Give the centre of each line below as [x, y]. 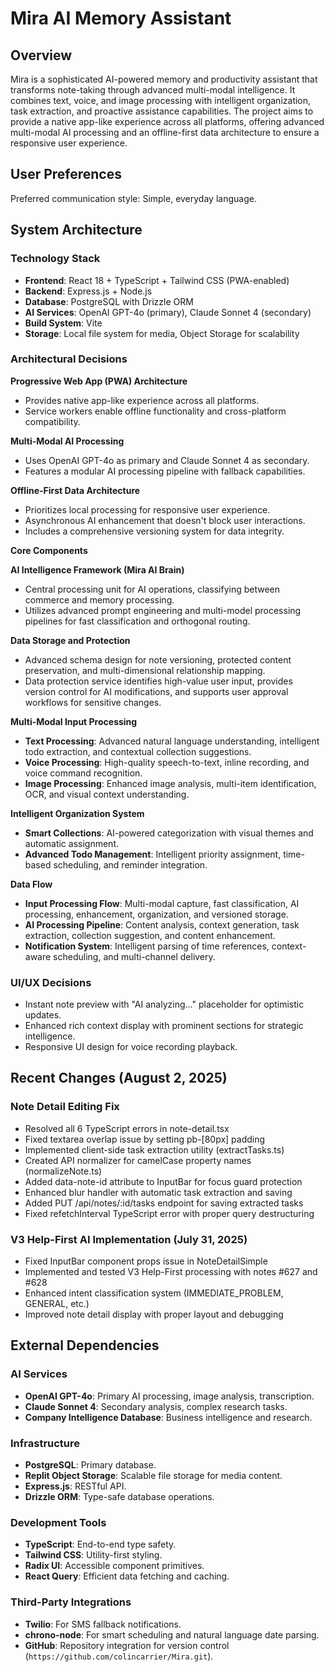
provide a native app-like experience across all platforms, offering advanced [167, 121]
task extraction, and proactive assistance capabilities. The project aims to [162, 111]
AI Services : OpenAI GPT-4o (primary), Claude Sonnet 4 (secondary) [168, 312]
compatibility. [52, 421]
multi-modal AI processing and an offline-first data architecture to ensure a [165, 132]
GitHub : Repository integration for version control [127, 1645]
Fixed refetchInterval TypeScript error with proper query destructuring [169, 1213]
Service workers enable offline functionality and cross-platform [155, 411]
